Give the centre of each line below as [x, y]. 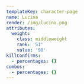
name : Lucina [22, 17]
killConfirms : [24, 56]
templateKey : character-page [42, 12]
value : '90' [31, 50]
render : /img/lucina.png [37, 22]
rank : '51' [30, 45]
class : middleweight [42, 39]
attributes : [21, 28]
